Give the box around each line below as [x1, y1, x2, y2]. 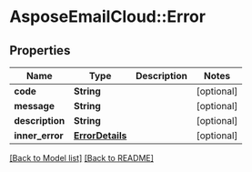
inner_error [14, 129, 64, 142]
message [14, 100, 55, 112]
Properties [9, 43, 71, 58]
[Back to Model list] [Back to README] [9, 153, 155, 163]
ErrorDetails [73, 129, 127, 142]
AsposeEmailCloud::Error [9, 6, 207, 27]
